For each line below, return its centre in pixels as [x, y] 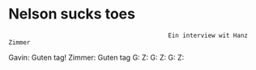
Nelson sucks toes [72, 14]
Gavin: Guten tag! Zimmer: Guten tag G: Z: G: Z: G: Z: [96, 57]
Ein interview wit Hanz [208, 35]
